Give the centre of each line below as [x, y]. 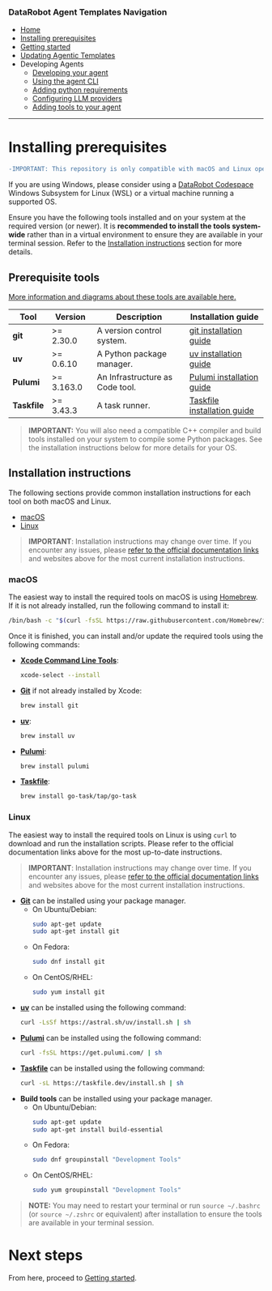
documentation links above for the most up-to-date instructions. [115, 852]
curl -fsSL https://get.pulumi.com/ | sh [91, 1052]
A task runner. [123, 405]
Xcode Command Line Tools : [69, 660]
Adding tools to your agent [76, 107]
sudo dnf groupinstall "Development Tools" [107, 1160]
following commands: [44, 644]
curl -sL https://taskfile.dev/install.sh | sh [102, 1083]
